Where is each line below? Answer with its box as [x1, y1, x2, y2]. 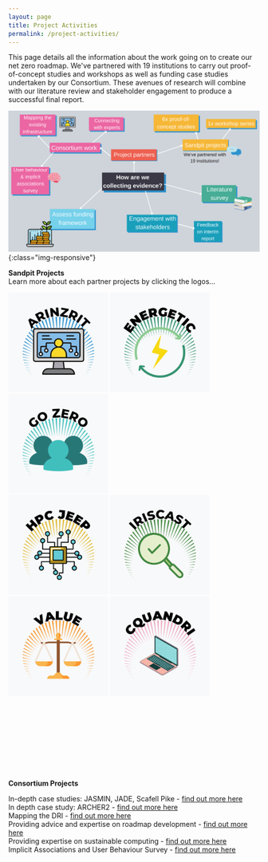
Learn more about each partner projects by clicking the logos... [8, 277, 216, 286]
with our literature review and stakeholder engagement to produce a [8, 86, 233, 96]
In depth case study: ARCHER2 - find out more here [8, 802, 178, 813]
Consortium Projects [8, 778, 79, 789]
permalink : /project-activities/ [8, 30, 120, 37]
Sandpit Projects [8, 268, 65, 278]
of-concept [8, 69, 45, 79]
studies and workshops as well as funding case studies [46, 69, 229, 79]
